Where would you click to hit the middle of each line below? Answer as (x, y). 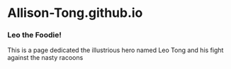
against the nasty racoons (45, 58)
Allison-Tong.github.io (75, 13)
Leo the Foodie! (34, 35)
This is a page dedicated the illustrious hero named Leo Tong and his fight (115, 50)
